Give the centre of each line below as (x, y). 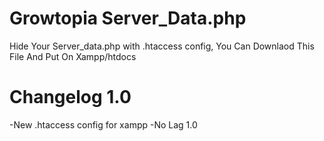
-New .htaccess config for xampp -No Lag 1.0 (103, 124)
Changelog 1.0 (70, 97)
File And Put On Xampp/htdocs (73, 56)
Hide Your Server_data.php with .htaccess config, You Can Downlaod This (162, 46)
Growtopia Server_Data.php (128, 18)
